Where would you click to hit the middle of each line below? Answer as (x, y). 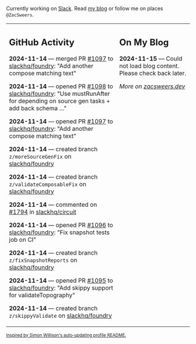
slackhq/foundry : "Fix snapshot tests (59, 232)
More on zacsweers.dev (152, 86)
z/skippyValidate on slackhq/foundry (60, 315)
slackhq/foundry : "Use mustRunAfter (60, 93)
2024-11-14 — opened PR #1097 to (61, 121)
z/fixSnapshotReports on (43, 260)
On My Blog (144, 42)
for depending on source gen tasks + (60, 100)
